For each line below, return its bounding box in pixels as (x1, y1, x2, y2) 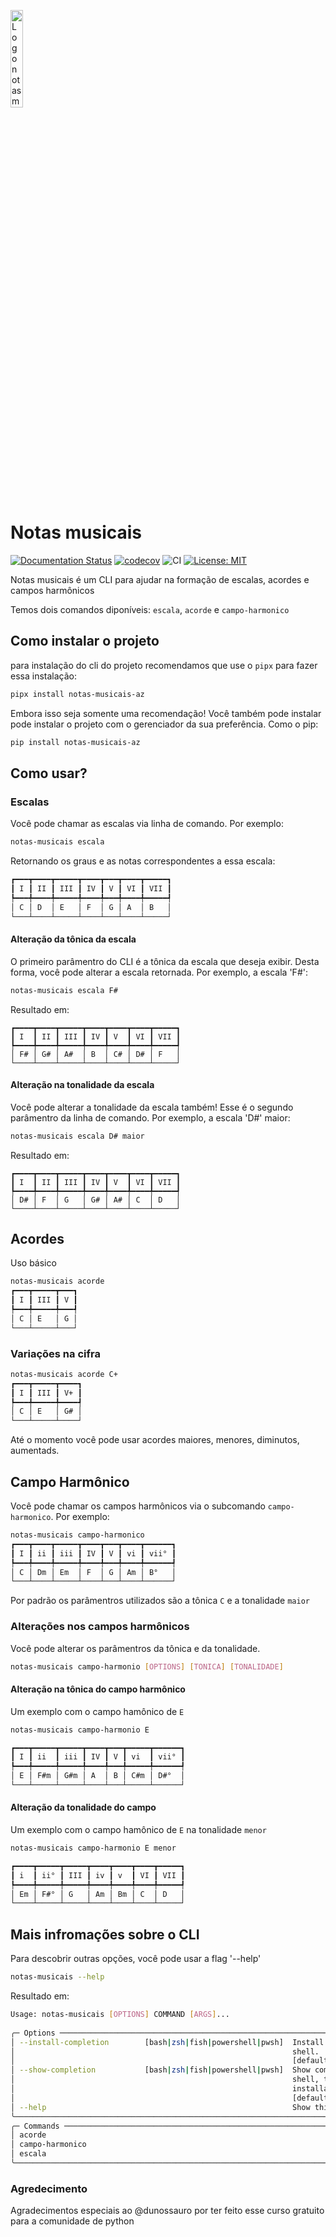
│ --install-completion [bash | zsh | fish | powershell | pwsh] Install (10, 2037, 325, 2047)
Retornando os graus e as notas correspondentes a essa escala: (10, 855, 276, 867)
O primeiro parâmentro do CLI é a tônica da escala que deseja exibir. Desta (10, 955, 320, 967)
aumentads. (10, 1445, 60, 1457)
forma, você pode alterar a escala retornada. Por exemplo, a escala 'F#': (10, 966, 308, 978)
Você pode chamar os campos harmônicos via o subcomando (10, 1500, 266, 1512)
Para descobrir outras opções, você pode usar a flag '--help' (10, 1953, 262, 1965)
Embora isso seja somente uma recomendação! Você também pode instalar (10, 707, 322, 719)
